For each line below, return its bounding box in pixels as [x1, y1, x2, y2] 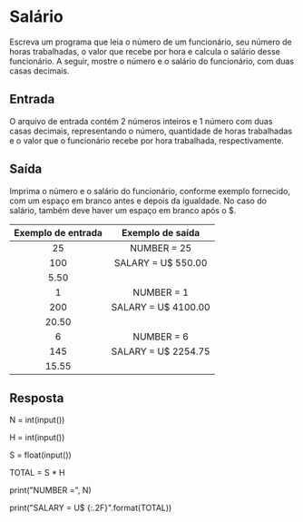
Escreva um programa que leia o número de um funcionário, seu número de [9, 36, 292, 47]
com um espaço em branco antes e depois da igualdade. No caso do [9, 195, 268, 206]
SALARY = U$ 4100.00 [111, 300, 210, 313]
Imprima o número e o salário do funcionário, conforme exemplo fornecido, [9, 185, 290, 196]
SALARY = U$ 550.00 [113, 256, 208, 269]
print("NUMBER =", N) [9, 485, 93, 496]
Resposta [9, 390, 64, 406]
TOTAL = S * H [9, 468, 65, 478]
